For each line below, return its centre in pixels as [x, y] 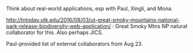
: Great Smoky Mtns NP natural [150, 26]
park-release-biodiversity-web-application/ [59, 26]
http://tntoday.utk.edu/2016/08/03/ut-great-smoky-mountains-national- [93, 20]
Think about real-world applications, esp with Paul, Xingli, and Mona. [89, 9]
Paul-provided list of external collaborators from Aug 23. [74, 44]
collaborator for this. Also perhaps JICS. [55, 32]
